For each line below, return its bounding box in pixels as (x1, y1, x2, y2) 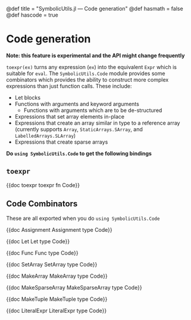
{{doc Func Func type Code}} (6, 249, 79, 256)
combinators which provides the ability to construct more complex (6, 76, 169, 83)
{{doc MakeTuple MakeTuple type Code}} (6, 295, 108, 303)
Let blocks (14, 94, 40, 101)
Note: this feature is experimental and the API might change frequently (6, 52, 185, 59)
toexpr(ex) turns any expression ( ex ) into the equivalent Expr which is (6, 63, 177, 70)
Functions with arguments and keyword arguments (14, 100, 140, 107)
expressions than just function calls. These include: (6, 82, 132, 89)
